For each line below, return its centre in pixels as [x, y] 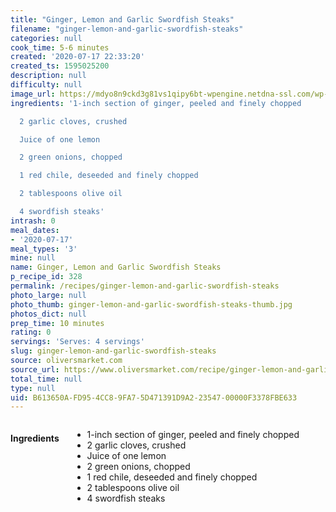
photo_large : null [48, 295]
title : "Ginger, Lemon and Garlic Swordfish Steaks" [122, 19]
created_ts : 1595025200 [60, 66]
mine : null [33, 258]
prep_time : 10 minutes [57, 323]
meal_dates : [35, 230]
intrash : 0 [33, 221]
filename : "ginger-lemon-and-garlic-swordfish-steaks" [127, 29]
